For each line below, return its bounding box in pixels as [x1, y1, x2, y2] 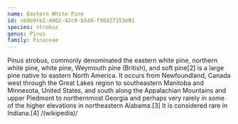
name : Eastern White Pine [7, 10, 84, 18]
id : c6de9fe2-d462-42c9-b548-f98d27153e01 [7, 17, 135, 24]
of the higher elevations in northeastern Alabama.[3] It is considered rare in [7, 101, 228, 110]
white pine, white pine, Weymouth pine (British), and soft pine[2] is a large [7, 64, 225, 72]
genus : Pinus [7, 30, 46, 38]
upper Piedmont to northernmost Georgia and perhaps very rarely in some [7, 94, 225, 103]
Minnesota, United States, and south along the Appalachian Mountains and [7, 86, 227, 95]
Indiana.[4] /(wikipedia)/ [7, 109, 78, 118]
